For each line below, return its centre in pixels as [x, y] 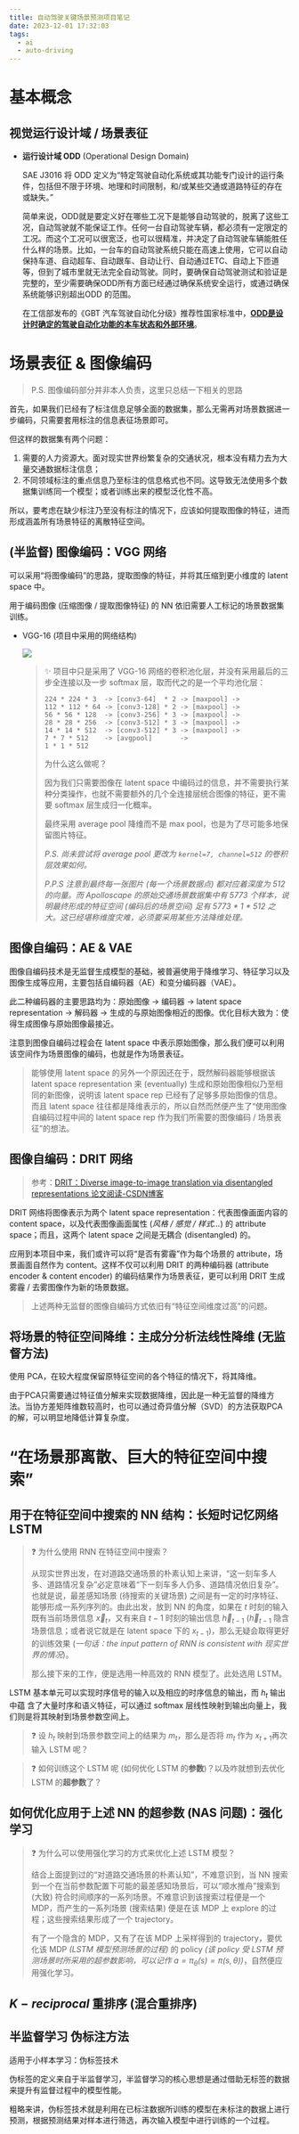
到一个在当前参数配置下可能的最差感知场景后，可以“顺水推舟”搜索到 [155, 1885]
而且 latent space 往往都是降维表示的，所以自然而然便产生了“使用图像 [159, 1106]
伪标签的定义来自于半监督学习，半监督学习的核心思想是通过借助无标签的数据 [149, 2079]
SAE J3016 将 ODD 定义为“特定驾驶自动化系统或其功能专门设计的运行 [149, 176]
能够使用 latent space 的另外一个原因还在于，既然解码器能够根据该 [153, 1072]
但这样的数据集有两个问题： [60, 439]
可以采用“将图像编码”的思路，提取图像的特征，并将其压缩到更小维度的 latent [149, 575]
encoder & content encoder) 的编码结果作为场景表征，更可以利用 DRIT [138, 1276]
